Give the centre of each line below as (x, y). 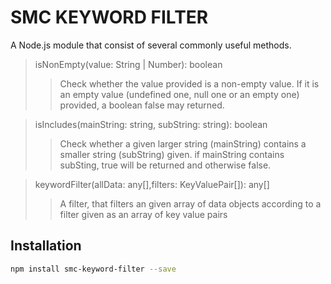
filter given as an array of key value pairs (143, 214)
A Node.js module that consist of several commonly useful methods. (151, 45)
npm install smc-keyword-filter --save (93, 269)
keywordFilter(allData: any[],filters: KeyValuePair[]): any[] (152, 184)
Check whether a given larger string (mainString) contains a (183, 143)
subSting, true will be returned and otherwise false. (165, 165)
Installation (46, 246)
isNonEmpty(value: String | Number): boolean (128, 64)
